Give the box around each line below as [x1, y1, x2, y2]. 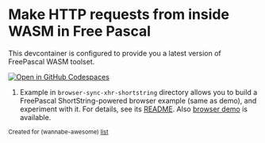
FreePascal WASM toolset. [8, 57, 95, 66]
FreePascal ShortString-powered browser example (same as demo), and [19, 96, 257, 105]
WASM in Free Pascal [8, 22, 152, 40]
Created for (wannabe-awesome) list [8, 128, 109, 136]
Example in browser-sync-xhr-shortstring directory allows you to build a [19, 87, 258, 96]
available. [19, 112, 52, 122]
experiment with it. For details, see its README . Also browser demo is [19, 104, 248, 114]
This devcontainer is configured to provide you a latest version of [8, 48, 222, 58]
